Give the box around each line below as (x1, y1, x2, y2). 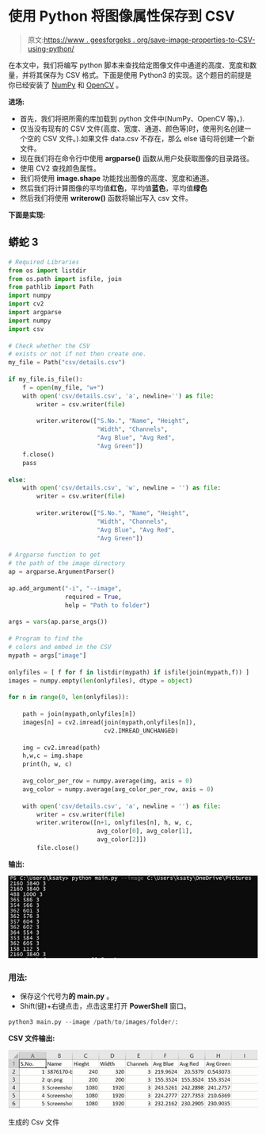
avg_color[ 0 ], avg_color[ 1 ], (96, 827, 193, 836)
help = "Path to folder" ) (64, 601, 150, 609)
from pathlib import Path (8, 283, 93, 291)
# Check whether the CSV (8, 342, 90, 350)
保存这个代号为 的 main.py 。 (19, 991, 114, 1001)
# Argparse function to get (8, 551, 101, 559)
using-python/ (27, 44, 75, 53)
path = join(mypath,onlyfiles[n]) (22, 710, 136, 718)
